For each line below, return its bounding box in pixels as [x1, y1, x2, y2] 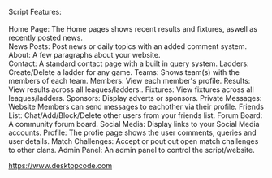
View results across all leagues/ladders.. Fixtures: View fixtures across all [8, 85, 254, 94]
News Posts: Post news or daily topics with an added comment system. [8, 41, 248, 51]
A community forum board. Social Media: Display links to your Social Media [8, 119, 260, 128]
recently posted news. [8, 33, 84, 42]
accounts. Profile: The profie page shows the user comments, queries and [8, 128, 257, 137]
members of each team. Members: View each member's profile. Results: [8, 76, 251, 85]
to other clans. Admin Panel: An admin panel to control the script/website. [8, 145, 255, 154]
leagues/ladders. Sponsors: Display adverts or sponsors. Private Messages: [8, 93, 262, 102]
